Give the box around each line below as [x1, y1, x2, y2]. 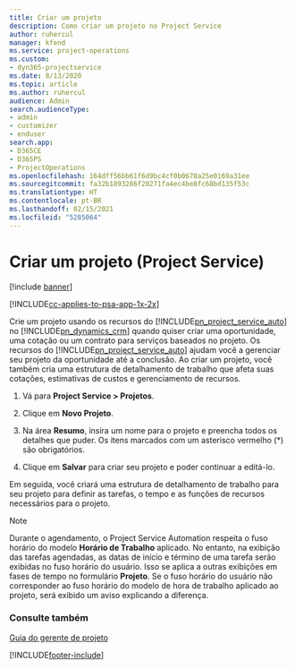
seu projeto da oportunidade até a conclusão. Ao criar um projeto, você [9, 354, 273, 365]
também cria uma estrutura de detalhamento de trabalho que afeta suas [9, 364, 274, 374]
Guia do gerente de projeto [9, 632, 109, 643]
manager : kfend [9, 38, 66, 47]
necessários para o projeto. [9, 498, 111, 509]
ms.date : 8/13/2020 [9, 72, 82, 81]
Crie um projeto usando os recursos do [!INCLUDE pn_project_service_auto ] [9, 315, 288, 327]
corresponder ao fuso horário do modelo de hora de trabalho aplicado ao [9, 579, 279, 591]
